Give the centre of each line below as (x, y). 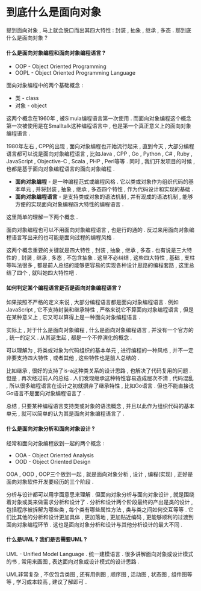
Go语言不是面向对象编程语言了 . (46, 393)
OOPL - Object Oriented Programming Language (75, 73)
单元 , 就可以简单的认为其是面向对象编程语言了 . (65, 414)
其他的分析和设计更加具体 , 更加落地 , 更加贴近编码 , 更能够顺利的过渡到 (105, 517)
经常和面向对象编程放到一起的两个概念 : (55, 443)
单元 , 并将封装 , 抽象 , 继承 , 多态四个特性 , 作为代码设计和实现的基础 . (107, 189)
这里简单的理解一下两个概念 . (42, 217)
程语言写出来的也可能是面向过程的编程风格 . (60, 237)
